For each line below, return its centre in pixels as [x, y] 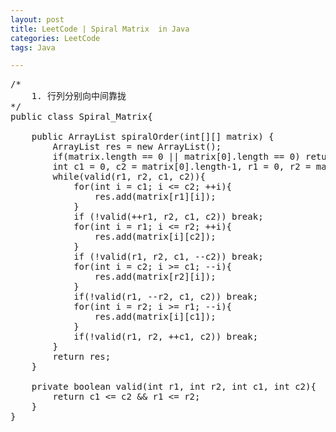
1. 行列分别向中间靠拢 [79, 96]
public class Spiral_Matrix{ [81, 117]
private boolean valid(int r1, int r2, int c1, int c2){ [174, 387]
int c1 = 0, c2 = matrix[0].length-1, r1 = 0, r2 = [182, 167]
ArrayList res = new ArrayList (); [137, 147]
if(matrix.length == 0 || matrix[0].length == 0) [176, 157]
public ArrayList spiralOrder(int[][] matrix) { [153, 137]
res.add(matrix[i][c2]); [155, 237]
